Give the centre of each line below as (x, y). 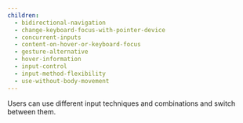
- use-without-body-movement (62, 81)
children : (24, 15)
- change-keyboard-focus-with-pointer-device (90, 30)
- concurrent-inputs (48, 37)
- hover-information (48, 60)
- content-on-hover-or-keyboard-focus (78, 45)
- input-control (41, 67)
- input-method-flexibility (60, 74)
